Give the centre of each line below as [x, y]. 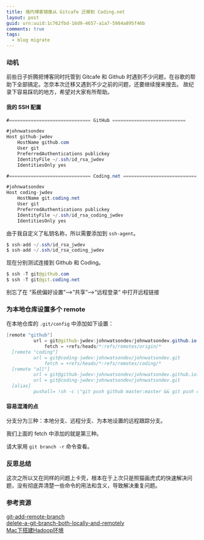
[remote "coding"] [35, 352]
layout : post [23, 18]
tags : [13, 35]
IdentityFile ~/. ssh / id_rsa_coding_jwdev [70, 215]
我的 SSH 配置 [24, 107]
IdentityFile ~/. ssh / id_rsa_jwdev [61, 159]
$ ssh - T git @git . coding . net [43, 280]
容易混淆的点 [22, 406]
